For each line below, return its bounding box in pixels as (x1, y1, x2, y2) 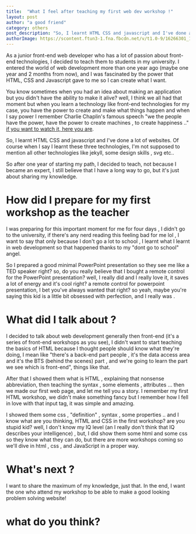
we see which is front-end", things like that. (6, 364, 111, 371)
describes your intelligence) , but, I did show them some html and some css (6, 430, 188, 437)
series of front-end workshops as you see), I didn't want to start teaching (6, 338, 182, 345)
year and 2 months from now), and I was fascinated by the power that (6, 71, 174, 77)
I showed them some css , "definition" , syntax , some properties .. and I (6, 411, 179, 418)
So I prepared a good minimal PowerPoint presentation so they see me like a (6, 261, 190, 268)
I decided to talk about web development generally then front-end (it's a (6, 332, 179, 340)
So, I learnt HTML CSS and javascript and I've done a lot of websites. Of (6, 137, 179, 143)
